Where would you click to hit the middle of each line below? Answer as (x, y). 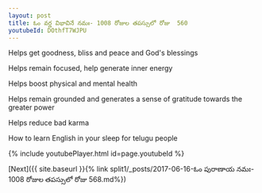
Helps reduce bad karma (49, 123)
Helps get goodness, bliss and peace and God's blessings (103, 53)
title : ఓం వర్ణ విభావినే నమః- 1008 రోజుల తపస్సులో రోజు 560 (98, 23)
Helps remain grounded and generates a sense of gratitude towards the (125, 99)
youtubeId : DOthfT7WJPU (48, 30)
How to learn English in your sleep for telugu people (93, 138)
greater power (31, 107)
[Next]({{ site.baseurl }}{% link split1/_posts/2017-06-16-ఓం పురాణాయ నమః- (131, 169)
